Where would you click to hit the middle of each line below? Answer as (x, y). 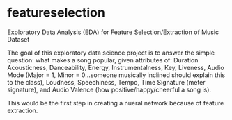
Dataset (18, 39)
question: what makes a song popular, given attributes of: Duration (103, 60)
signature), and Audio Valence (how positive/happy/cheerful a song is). (109, 89)
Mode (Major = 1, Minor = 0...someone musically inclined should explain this (116, 75)
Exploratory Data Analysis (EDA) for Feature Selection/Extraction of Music (113, 32)
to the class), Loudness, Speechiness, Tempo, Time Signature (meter (106, 82)
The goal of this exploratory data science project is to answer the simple (111, 53)
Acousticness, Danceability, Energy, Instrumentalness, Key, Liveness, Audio (116, 67)
